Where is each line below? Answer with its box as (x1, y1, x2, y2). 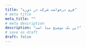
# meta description (5, 21, 45, 26)
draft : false (5, 35, 32, 40)
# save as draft (5, 30, 38, 35)
